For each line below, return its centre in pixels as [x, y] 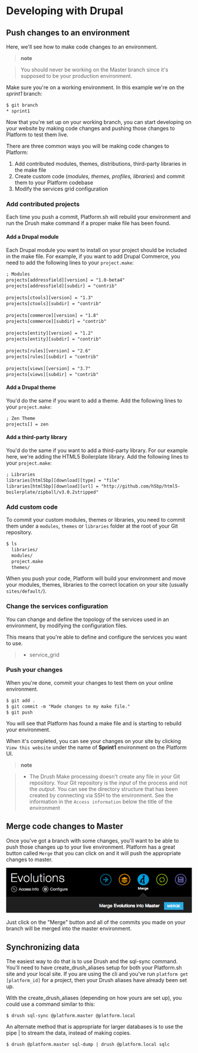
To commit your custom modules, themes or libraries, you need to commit [96, 520]
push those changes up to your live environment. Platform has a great [91, 847]
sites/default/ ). [27, 591]
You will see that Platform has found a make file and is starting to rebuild [94, 723]
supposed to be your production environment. [76, 76]
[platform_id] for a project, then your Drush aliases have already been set [97, 980]
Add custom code [32, 507]
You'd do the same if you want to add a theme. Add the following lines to [94, 400]
